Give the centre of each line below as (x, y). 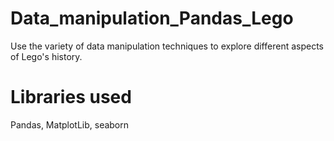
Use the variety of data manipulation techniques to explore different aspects (167, 46)
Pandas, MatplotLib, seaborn (70, 124)
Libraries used (71, 97)
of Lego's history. (46, 56)
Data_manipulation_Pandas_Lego (152, 18)
